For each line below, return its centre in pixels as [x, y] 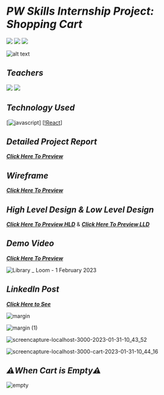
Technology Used [41, 108]
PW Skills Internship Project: [80, 11]
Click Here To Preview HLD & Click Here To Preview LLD [78, 224]
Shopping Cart [44, 24]
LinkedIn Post [33, 290]
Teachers [25, 73]
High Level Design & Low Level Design [80, 209]
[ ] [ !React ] [34, 122]
